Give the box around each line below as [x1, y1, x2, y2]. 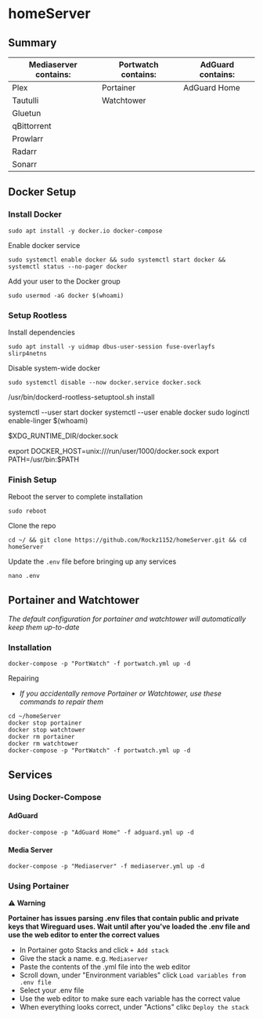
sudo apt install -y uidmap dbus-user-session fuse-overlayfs [8, 342, 215, 350]
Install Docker [8, 209, 63, 220]
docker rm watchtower [8, 740, 79, 748]
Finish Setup [8, 474, 57, 485]
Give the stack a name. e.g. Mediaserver [19, 954, 149, 963]
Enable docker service [8, 240, 81, 250]
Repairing [8, 674, 39, 683]
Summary [8, 36, 57, 49]
